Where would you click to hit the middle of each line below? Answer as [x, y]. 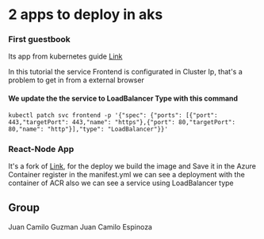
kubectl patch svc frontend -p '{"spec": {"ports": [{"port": [113, 115]
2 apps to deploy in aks [86, 15]
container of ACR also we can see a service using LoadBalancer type [121, 183]
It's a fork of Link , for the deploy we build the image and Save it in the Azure [132, 166]
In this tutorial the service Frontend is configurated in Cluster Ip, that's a [126, 72]
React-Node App [41, 149]
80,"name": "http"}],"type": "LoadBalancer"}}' [88, 129]
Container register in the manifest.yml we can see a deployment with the [127, 174]
